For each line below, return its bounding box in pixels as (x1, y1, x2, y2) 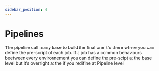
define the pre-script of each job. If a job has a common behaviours (5, 49, 142, 55)
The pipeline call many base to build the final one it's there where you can (5, 45, 155, 50)
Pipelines (5, 28, 44, 39)
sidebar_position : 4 (5, 7, 48, 12)
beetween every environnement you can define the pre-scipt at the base (5, 55, 152, 61)
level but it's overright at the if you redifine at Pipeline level (5, 60, 124, 66)
